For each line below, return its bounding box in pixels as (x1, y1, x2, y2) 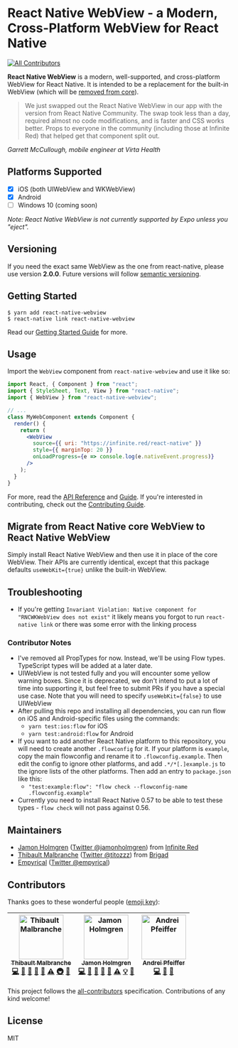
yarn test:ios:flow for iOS (28, 722, 108, 730)
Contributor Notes (7, 638, 72, 648)
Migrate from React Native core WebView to (7, 520, 205, 532)
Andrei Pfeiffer (142, 959, 185, 967)
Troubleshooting (7, 586, 83, 598)
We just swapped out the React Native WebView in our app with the (24, 101, 222, 109)
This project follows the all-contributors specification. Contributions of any (7, 987, 226, 995)
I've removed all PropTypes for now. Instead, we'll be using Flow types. (17, 654, 226, 662)
